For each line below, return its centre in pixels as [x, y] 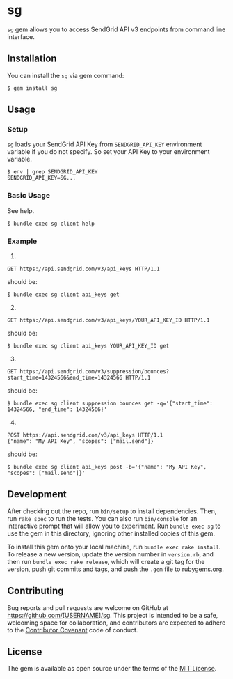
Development [37, 494]
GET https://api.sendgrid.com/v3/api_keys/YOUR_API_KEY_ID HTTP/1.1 [109, 320]
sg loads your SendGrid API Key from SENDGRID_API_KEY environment [105, 144]
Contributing [35, 591]
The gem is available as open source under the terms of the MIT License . [112, 669]
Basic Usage [29, 196]
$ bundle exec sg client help [51, 224]
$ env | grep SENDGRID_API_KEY [53, 172]
